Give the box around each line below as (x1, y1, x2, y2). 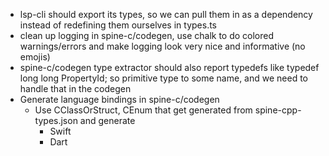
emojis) (19, 51, 51, 63)
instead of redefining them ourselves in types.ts (19, 19, 218, 31)
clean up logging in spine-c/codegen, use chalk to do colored (19, 30, 275, 41)
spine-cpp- (254, 104, 302, 116)
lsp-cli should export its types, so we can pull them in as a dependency (19, 9, 313, 20)
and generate (79, 115, 136, 126)
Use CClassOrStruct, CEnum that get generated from (34, 104, 253, 116)
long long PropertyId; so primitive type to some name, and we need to (19, 72, 308, 84)
